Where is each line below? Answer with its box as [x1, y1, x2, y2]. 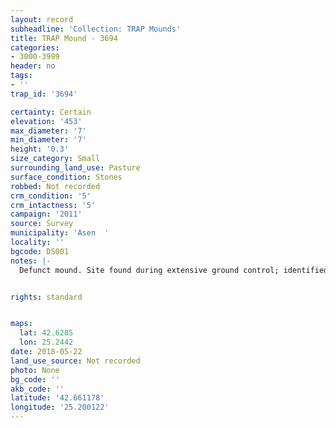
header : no [10, 61, 56, 71]
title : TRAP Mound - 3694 [10, 33, 118, 43]
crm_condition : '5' [10, 191, 92, 201]
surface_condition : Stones [10, 172, 123, 182]
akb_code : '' [10, 384, 65, 394]
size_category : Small [10, 154, 101, 164]
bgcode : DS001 [10, 246, 70, 256]
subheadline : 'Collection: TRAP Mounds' [10, 24, 182, 34]
